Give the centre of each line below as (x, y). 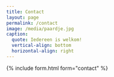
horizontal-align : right (43, 51)
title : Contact (25, 12)
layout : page (23, 17)
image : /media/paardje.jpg (40, 29)
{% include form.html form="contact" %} (57, 68)
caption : (17, 34)
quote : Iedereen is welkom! (47, 40)
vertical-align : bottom (41, 46)
